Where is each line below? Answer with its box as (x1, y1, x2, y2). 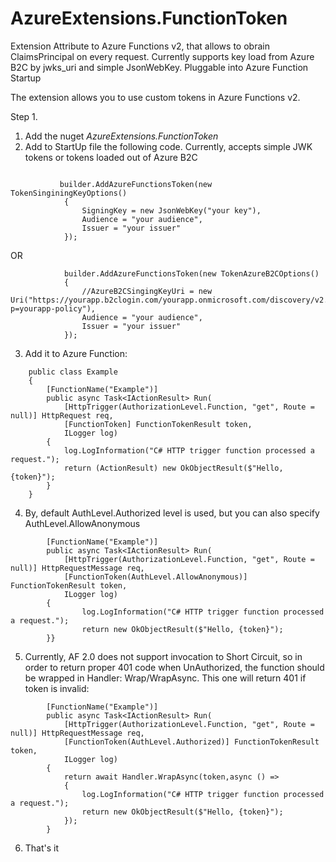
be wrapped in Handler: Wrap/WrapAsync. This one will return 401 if (24, 672, 307, 684)
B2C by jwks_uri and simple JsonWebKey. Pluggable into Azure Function (10, 61, 309, 73)
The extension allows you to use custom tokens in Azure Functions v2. (10, 91, 301, 103)
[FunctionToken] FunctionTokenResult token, (63, 419, 253, 429)
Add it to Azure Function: (24, 347, 128, 359)
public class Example (28, 367, 118, 377)
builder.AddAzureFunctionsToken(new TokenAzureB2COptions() (63, 268, 320, 279)
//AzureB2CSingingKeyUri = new (81, 286, 213, 296)
